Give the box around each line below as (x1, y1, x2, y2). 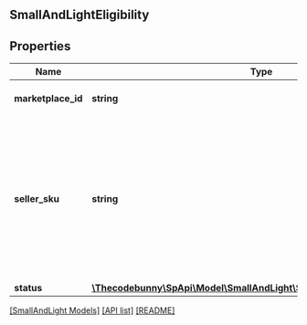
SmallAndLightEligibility (9, 7, 150, 23)
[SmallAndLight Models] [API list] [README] (9, 305, 175, 316)
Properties (9, 38, 71, 54)
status (14, 282, 43, 295)
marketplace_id (14, 92, 83, 105)
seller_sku (14, 193, 60, 205)
